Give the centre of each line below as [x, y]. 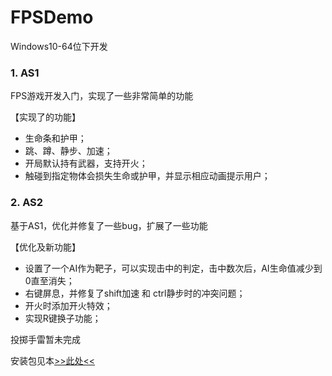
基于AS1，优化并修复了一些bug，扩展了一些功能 [109, 225]
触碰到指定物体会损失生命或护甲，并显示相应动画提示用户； [147, 176]
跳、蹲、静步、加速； [68, 151]
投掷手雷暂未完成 [45, 339]
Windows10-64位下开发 [59, 46]
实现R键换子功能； [63, 318]
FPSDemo [52, 17]
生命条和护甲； [55, 138]
